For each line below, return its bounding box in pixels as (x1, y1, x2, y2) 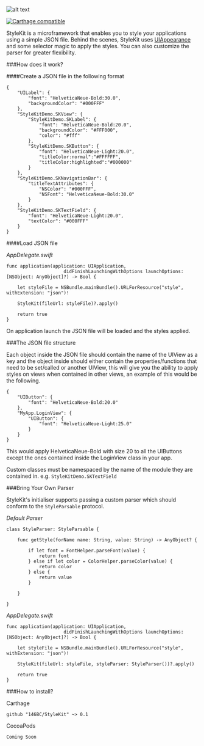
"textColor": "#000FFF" (28, 218, 88, 224)
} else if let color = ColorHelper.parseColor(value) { (28, 558, 173, 565)
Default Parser (6, 514, 43, 522)
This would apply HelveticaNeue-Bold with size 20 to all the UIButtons (6, 448, 183, 455)
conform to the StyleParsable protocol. (6, 503, 105, 510)
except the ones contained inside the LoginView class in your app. (6, 454, 172, 461)
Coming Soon (6, 734, 37, 740)
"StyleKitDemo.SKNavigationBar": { (17, 175, 108, 181)
